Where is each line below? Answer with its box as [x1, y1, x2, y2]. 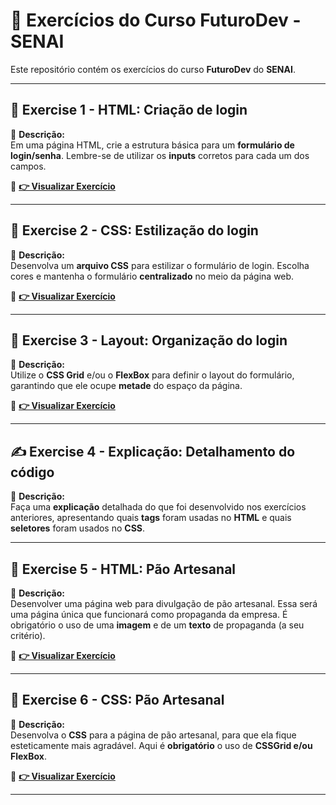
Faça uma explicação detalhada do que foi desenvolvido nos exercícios [10, 501, 307, 513]
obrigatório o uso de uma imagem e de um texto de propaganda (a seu [10, 619, 305, 631]
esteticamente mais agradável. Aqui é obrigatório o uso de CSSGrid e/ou [10, 739, 313, 751]
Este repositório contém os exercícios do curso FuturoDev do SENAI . [10, 63, 296, 75]
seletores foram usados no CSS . [10, 522, 146, 534]
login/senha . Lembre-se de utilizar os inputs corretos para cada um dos [10, 149, 310, 161]
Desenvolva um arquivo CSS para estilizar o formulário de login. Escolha [10, 259, 310, 271]
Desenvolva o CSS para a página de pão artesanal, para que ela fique [10, 729, 297, 741]
